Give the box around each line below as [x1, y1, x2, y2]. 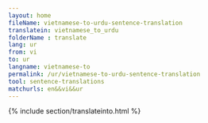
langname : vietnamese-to [8, 63, 91, 71]
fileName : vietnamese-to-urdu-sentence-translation [8, 19, 183, 27]
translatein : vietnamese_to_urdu [8, 26, 119, 34]
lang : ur [8, 41, 37, 49]
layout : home [8, 11, 52, 20]
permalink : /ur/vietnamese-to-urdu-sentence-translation [8, 70, 201, 78]
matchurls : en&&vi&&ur [8, 84, 83, 93]
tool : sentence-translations [8, 77, 105, 85]
